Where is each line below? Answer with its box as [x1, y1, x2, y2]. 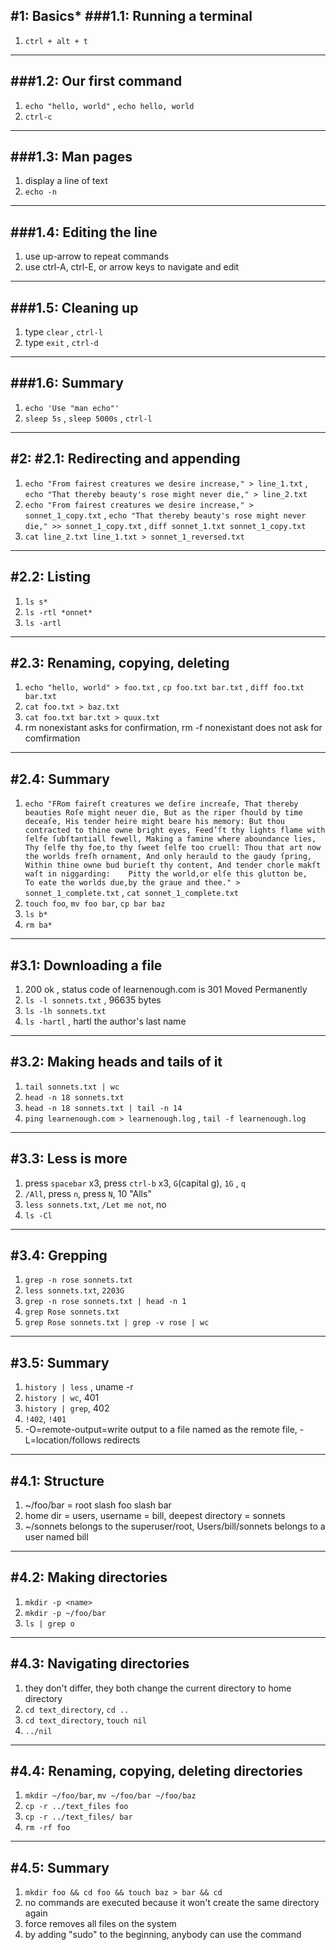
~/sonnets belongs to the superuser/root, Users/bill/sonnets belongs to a [24, 1520, 326, 1532]
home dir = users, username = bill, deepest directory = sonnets [24, 1510, 286, 1521]
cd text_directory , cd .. [24, 1703, 130, 1715]
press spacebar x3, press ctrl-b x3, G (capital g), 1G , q [24, 1177, 246, 1189]
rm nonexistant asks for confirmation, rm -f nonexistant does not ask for [24, 722, 323, 734]
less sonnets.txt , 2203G [24, 1284, 125, 1296]
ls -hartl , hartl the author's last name [24, 1015, 187, 1027]
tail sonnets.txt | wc [24, 1082, 120, 1092]
